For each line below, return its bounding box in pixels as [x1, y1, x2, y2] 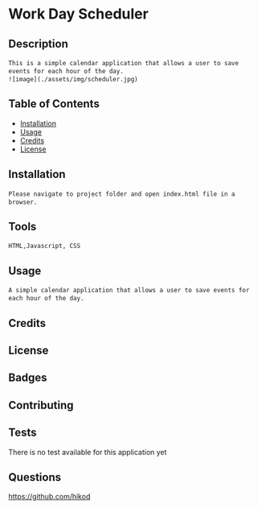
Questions [8, 470, 62, 484]
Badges [8, 371, 47, 385]
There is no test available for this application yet [8, 447, 167, 457]
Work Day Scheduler [8, 5, 149, 23]
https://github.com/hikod [8, 492, 91, 502]
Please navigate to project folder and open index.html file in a [8, 190, 235, 198]
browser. [8, 198, 38, 206]
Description [8, 37, 68, 51]
